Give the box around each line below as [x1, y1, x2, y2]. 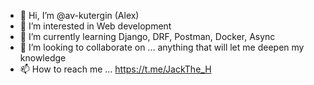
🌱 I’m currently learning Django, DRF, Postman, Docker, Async [19, 31, 276, 42]
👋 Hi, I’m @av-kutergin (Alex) [19, 10, 140, 21]
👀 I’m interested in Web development [19, 20, 172, 32]
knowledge [19, 52, 67, 64]
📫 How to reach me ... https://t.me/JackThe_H [19, 63, 212, 75]
